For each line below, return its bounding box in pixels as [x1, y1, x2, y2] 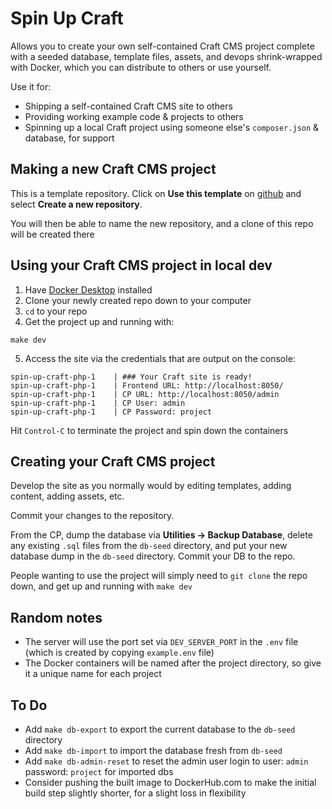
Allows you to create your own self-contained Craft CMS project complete [10, 40, 315, 52]
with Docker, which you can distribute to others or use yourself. [10, 61, 272, 73]
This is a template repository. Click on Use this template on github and [10, 187, 302, 199]
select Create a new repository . [10, 198, 143, 210]
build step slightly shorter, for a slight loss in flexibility [24, 787, 247, 799]
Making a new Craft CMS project [10, 161, 217, 178]
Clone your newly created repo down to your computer [24, 294, 252, 306]
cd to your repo [24, 305, 88, 317]
